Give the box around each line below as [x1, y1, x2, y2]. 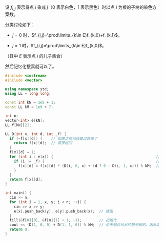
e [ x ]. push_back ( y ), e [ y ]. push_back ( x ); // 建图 [14, 209, 113, 214]
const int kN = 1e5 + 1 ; [5, 100, 56, 105]
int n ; [5, 113, 19, 119]
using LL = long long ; [5, 91, 51, 96]
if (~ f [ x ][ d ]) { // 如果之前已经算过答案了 [9, 136, 98, 141]
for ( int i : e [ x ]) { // [9, 154, 161, 160]
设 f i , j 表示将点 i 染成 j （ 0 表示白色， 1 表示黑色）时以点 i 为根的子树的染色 [5, 4, 153, 11]
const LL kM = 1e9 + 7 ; [5, 105, 54, 109]
